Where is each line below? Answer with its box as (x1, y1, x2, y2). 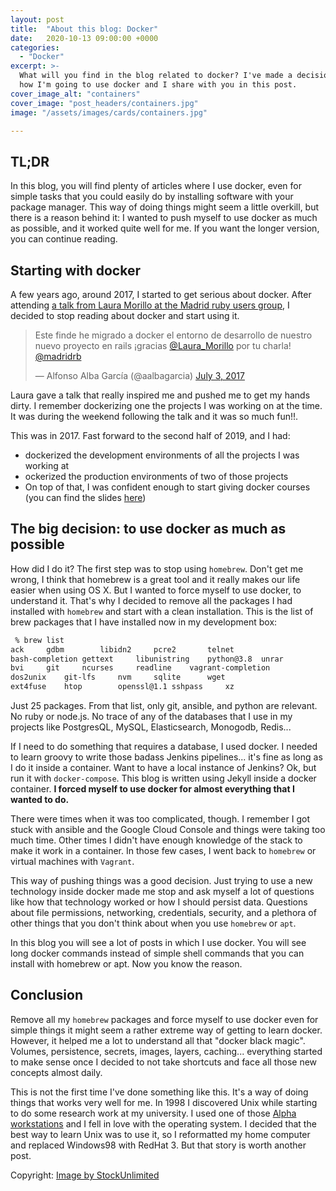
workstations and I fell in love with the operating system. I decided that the (10, 1117, 317, 1130)
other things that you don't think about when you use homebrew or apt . (10, 917, 297, 930)
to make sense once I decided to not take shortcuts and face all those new (10, 1056, 318, 1068)
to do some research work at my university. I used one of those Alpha (10, 1107, 297, 1119)
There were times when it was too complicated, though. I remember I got (10, 813, 310, 825)
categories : (10, 42, 60, 53)
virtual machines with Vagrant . (10, 856, 135, 868)
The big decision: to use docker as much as (10, 521, 287, 538)
